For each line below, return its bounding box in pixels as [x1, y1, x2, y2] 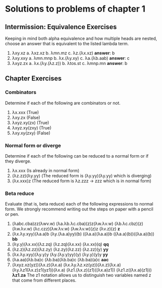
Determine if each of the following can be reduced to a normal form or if [5, 153, 149, 159]
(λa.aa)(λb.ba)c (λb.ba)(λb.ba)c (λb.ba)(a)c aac [12, 257, 109, 263]
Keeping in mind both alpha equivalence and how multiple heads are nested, [5, 35, 157, 41]
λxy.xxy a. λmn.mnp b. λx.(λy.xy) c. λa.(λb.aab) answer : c [12, 55, 130, 61]
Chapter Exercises [5, 74, 62, 83]
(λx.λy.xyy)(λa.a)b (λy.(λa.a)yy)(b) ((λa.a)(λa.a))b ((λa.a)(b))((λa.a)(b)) [12, 231, 155, 237]
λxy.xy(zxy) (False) [12, 130, 51, 136]
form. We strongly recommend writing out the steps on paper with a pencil [5, 206, 154, 212]
